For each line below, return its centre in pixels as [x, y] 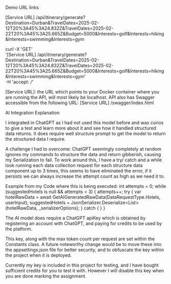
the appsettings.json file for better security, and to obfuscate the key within [85, 250]
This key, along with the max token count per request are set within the [80, 239]
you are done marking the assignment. [46, 276]
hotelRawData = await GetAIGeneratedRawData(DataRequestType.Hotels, [83, 197]
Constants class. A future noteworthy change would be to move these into [83, 244]
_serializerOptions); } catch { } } [72, 208]
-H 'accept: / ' [19, 82]
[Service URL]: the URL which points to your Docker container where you [82, 92]
